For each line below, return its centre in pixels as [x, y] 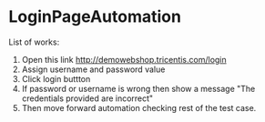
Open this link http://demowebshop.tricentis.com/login [124, 59]
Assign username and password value [93, 69]
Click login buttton [56, 78]
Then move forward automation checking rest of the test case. [139, 107]
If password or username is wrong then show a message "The [138, 88]
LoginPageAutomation [95, 17]
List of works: [34, 42]
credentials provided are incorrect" [87, 98]
